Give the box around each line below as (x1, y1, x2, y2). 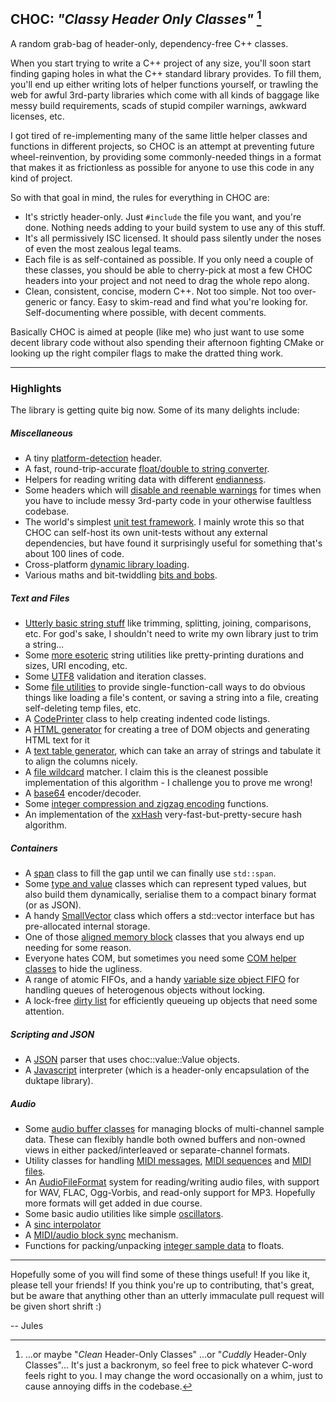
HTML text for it (24, 734, 90, 746)
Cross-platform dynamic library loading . (24, 559, 190, 571)
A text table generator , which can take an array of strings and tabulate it (24, 745, 322, 757)
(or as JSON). (24, 899, 82, 911)
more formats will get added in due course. (24, 1197, 203, 1209)
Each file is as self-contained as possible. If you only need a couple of (24, 253, 314, 265)
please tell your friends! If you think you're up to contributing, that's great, (10, 1279, 315, 1291)
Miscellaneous (10, 427, 73, 439)
